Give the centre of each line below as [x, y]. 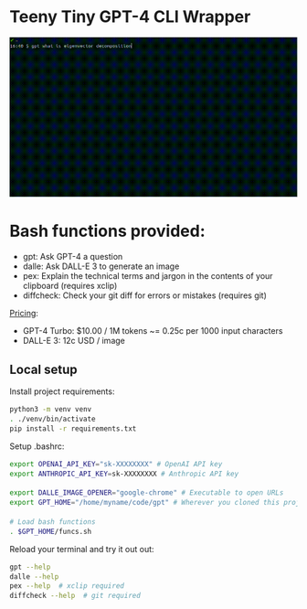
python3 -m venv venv [51, 410]
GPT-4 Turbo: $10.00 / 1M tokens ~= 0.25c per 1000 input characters [153, 331]
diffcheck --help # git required [75, 596]
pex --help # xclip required [67, 586]
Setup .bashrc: [37, 446]
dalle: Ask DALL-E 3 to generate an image [101, 266]
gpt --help [30, 567]
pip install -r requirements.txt [73, 428]
